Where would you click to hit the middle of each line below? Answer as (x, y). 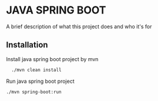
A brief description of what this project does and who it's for (79, 26)
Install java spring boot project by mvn (52, 59)
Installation (27, 45)
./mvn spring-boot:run (34, 92)
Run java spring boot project (40, 81)
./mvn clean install (36, 70)
